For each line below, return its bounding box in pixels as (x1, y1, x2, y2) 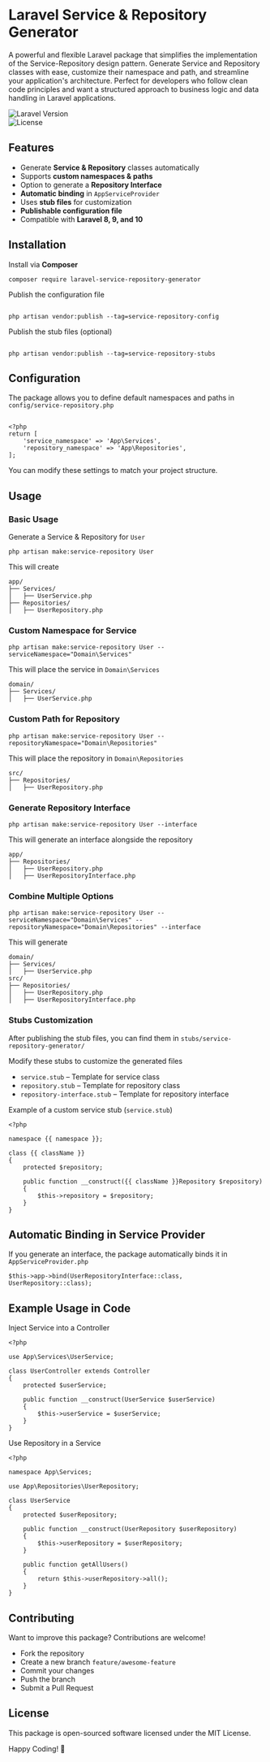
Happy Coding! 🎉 (8, 1743, 66, 1753)
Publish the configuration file (8, 289, 105, 299)
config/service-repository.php (8, 401, 114, 410)
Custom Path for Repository (8, 714, 120, 725)
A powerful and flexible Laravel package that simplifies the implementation (8, 50, 258, 59)
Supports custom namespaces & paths (19, 171, 153, 180)
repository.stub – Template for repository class (19, 1080, 181, 1090)
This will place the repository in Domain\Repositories (8, 753, 184, 763)
